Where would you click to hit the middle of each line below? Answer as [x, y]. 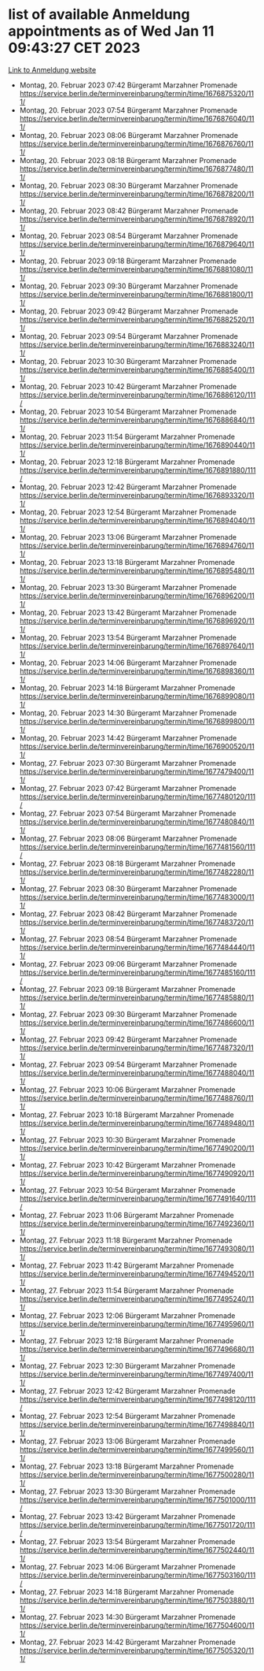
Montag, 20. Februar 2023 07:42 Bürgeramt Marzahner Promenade [128, 85]
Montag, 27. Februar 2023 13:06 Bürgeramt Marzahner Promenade [127, 1441]
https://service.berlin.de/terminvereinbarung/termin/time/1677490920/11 [137, 1173]
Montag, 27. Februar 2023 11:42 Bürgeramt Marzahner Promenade [126, 1265]
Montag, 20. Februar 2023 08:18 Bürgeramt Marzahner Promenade [128, 160]
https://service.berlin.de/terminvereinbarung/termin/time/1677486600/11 [137, 1023]
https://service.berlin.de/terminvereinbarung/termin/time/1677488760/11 [136, 1097]
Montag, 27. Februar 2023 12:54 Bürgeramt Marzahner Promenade [127, 1416]
